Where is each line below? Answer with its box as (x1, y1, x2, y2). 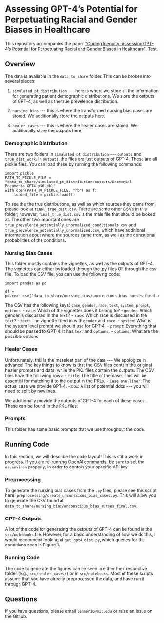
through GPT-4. (5, 581, 37, 587)
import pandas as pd (5, 281, 47, 286)
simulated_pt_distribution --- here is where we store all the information (12, 87, 159, 94)
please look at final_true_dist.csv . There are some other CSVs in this (5, 206, 147, 212)
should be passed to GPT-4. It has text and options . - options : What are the (5, 328, 158, 334)
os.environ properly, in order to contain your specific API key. (5, 464, 129, 469)
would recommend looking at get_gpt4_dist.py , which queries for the (5, 537, 145, 543)
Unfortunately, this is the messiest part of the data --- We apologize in (5, 357, 146, 363)
